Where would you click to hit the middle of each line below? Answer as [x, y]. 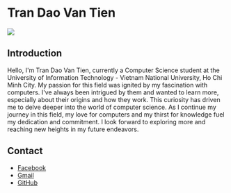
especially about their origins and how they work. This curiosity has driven [114, 99]
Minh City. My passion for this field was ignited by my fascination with [107, 85]
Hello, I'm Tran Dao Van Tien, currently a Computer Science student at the [114, 70]
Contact [25, 151]
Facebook [32, 167]
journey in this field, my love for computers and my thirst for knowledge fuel [116, 114]
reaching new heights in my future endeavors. [73, 129]
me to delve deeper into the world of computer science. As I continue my [112, 107]
